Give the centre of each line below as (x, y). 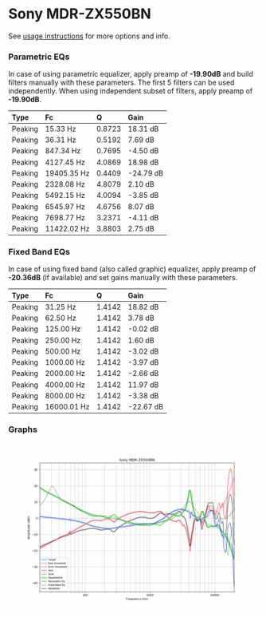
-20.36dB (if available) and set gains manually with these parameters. (123, 278)
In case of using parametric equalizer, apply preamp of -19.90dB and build (131, 74)
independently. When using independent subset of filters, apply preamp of (131, 91)
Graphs (23, 429)
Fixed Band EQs (39, 251)
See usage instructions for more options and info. (90, 36)
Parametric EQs (39, 57)
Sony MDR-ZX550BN (80, 14)
